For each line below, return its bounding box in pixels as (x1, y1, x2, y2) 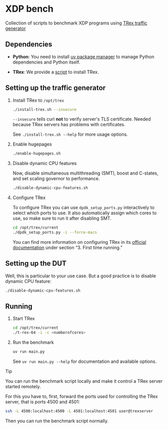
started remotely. (5, 384, 41, 390)
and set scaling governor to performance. (12, 176, 100, 182)
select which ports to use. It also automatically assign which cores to (12, 210, 157, 216)
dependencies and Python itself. (12, 59, 80, 65)
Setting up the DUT (5, 259, 67, 268)
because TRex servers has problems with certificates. (12, 122, 126, 128)
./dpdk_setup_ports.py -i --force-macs (12, 230, 97, 235)
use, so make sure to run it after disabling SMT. (12, 215, 112, 221)
